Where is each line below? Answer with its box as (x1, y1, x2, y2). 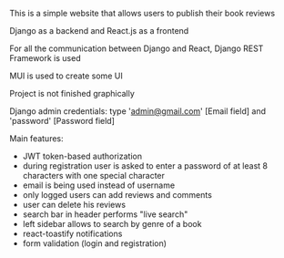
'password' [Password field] (9, 116, 116, 126)
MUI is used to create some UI (9, 70, 123, 81)
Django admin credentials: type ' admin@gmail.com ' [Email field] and (9, 106, 267, 117)
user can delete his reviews (22, 200, 126, 210)
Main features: (9, 133, 64, 144)
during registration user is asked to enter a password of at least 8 (22, 160, 269, 171)
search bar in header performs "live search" (22, 209, 188, 220)
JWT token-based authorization (22, 150, 143, 161)
